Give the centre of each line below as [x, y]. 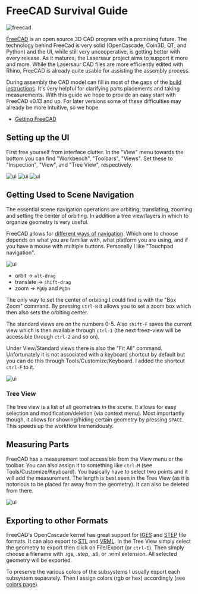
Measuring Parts [38, 445]
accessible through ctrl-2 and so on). [53, 336]
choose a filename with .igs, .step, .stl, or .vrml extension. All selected [92, 554]
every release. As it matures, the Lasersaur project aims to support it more [97, 58]
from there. [20, 490]
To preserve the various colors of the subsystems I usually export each [93, 572]
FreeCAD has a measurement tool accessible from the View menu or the [95, 459]
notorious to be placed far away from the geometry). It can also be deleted [98, 484]
